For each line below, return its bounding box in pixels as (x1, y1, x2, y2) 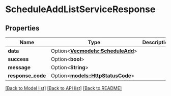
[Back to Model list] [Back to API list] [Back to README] (5, 85, 122, 91)
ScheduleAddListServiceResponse (5, 4, 156, 15)
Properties (5, 24, 40, 33)
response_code (8, 72, 46, 79)
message (8, 64, 31, 71)
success (8, 56, 29, 62)
